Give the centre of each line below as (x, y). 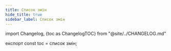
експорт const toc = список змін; (41, 43)
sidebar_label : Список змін (35, 19)
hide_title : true (24, 15)
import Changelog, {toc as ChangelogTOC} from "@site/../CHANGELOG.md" (86, 34)
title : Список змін (26, 10)
